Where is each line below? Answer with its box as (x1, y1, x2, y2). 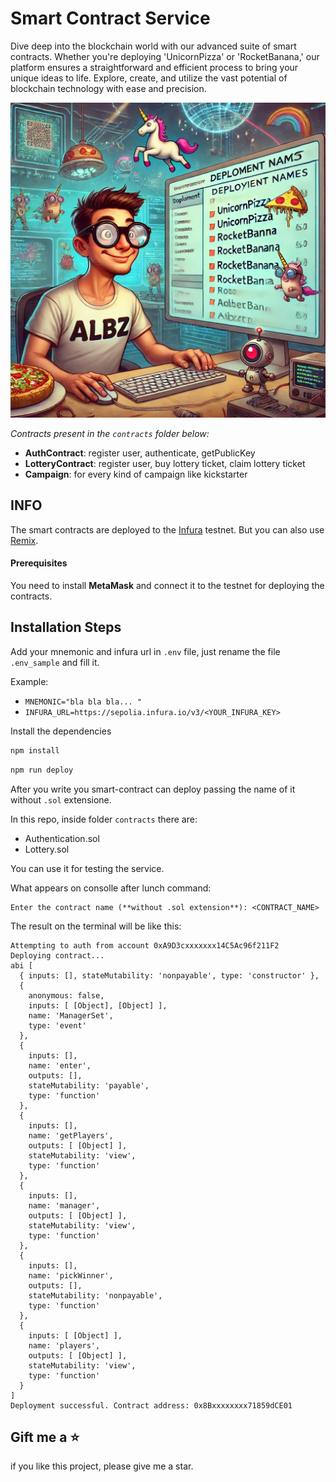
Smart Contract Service (10, 7, 211, 30)
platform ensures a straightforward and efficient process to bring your (10, 61, 299, 73)
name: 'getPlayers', (28, 1130, 114, 1141)
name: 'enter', (28, 1060, 92, 1071)
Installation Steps (10, 619, 122, 636)
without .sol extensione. (10, 793, 112, 806)
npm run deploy (10, 765, 74, 775)
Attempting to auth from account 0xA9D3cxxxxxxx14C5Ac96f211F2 (10, 940, 280, 951)
